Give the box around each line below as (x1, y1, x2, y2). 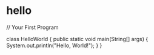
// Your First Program (6, 24, 59, 31)
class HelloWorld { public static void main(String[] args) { (6, 35, 149, 42)
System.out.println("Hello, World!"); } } (6, 42, 102, 49)
